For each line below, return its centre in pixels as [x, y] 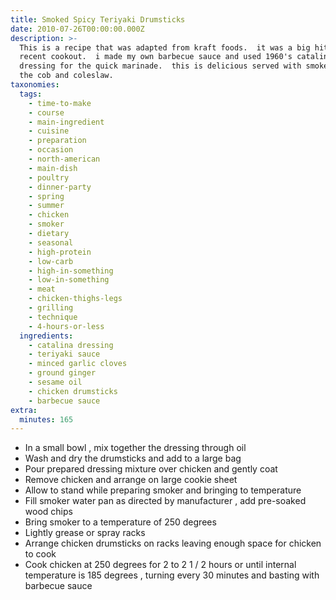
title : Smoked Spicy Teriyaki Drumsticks [98, 19]
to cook [40, 554]
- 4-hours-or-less [66, 326]
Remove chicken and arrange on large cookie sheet [131, 480]
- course [46, 112]
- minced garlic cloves [78, 364]
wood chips [48, 512]
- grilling [51, 308]
